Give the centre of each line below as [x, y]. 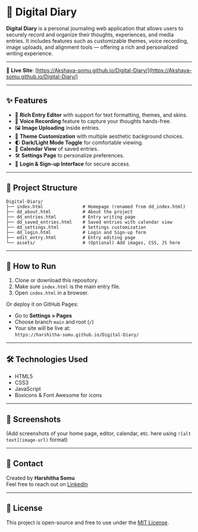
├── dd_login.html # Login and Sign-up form [76, 232]
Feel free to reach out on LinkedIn [47, 484]
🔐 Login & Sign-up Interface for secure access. [72, 164]
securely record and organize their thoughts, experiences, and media [90, 34]
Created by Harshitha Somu [40, 478]
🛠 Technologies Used [47, 359]
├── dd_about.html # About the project [70, 212]
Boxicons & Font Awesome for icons [58, 395]
